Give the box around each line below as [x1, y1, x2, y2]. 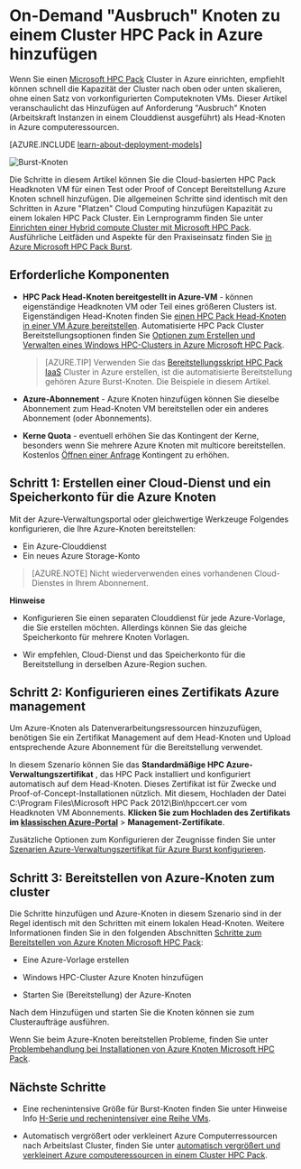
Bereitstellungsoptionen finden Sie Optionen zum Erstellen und [22, 329, 256, 340]
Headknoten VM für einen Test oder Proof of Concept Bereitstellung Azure [9, 183, 287, 194]
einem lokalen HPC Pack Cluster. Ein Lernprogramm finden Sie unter [9, 212, 264, 223]
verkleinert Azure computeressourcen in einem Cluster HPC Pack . [22, 1150, 269, 1160]
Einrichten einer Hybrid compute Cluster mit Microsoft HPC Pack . [9, 222, 252, 233]
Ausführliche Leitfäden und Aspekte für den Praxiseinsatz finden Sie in [9, 231, 272, 242]
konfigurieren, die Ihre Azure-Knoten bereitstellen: [9, 523, 196, 533]
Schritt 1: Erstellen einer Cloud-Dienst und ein [9, 476, 271, 491]
